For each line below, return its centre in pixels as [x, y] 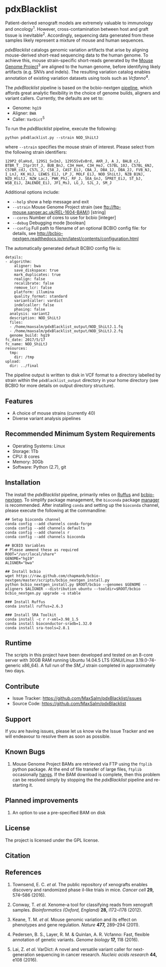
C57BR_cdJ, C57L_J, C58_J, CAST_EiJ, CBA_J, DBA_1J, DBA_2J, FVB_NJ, [79, 170]
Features [19, 401]
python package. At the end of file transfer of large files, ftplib [77, 769]
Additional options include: [32, 192]
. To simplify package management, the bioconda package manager [90, 500]
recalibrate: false [34, 284]
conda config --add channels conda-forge [49, 524]
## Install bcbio [23, 571]
